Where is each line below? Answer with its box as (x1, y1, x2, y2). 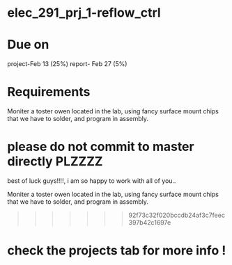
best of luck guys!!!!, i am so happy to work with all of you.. (7, 177, 176, 185)
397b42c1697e (128, 218, 171, 227)
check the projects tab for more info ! (7, 243, 226, 259)
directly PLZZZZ (7, 154, 103, 170)
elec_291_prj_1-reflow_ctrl (7, 5, 162, 21)
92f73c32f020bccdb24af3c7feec (128, 211, 225, 219)
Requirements (7, 84, 91, 100)
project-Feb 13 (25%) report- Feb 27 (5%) (7, 60, 127, 68)
